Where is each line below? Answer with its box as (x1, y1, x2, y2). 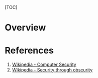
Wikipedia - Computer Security (12, 61, 76, 67)
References (5, 45, 54, 56)
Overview (5, 22, 46, 33)
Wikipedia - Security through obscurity (12, 67, 93, 73)
